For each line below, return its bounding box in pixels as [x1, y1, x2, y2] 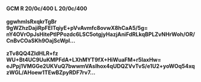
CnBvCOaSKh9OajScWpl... [6, 37, 76, 44]
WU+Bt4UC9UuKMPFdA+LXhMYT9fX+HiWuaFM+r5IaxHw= [6, 56, 161, 63]
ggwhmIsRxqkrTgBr [6, 18, 57, 25]
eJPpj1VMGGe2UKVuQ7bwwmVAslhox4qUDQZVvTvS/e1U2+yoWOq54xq [6, 63, 196, 70]
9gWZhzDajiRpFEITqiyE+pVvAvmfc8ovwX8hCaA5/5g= [6, 25, 149, 32]
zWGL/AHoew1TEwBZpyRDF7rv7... [6, 69, 96, 76]
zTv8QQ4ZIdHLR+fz [6, 50, 58, 57]
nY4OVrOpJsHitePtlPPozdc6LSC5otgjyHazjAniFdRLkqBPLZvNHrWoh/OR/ [6, 31, 196, 38]
